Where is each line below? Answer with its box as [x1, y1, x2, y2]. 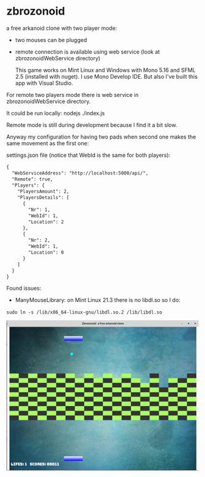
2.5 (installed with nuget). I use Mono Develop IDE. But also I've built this [15, 73, 198, 80]
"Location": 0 [28, 249, 64, 256]
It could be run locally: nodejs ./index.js [6, 109, 105, 117]
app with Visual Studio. [15, 79, 73, 87]
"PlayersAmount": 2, [17, 188, 70, 195]
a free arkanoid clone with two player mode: [6, 24, 117, 32]
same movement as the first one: [6, 139, 89, 147]
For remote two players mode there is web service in [6, 91, 139, 98]
